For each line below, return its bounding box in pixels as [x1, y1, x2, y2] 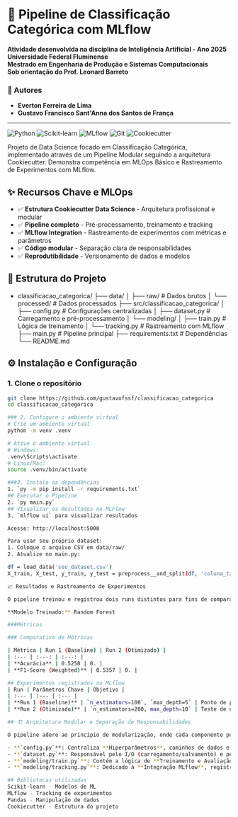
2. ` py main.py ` [7, 499, 55, 506]
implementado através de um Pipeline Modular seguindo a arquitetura [7, 150, 211, 159]
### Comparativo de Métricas [7, 634, 93, 641]
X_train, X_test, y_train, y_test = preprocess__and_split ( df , [7, 570, 198, 577]
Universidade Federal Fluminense [7, 52, 108, 61]
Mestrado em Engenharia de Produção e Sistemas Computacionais [7, 60, 209, 68]
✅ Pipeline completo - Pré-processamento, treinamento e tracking [17, 220, 213, 229]
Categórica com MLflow [7, 21, 152, 38]
